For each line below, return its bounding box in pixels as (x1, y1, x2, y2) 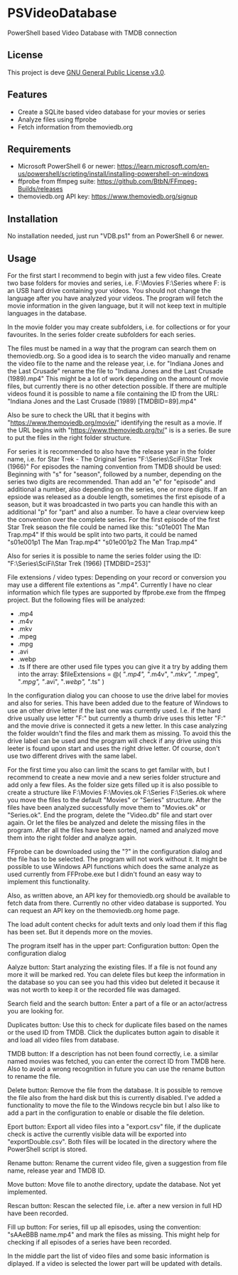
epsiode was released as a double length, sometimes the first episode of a (7, 493, 226, 501)
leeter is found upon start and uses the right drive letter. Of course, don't (7, 745, 220, 752)
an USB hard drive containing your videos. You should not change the (7, 287, 212, 294)
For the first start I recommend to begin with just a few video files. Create (7, 272, 222, 279)
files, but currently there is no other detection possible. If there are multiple (7, 382, 227, 390)
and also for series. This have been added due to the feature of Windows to (7, 699, 229, 707)
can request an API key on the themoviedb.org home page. (7, 907, 180, 914)
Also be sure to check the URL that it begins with (7, 411, 151, 419)
